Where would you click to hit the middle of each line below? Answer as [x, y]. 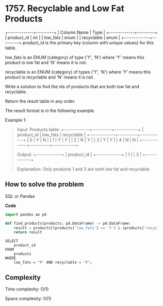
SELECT [12, 241]
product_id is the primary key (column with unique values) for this [88, 42]
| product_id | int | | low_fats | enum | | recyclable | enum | [63, 38]
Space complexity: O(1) [28, 299]
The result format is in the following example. [50, 111]
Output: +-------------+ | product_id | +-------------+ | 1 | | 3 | [79, 154]
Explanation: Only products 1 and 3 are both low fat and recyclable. [84, 169]
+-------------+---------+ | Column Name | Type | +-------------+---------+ [81, 32]
